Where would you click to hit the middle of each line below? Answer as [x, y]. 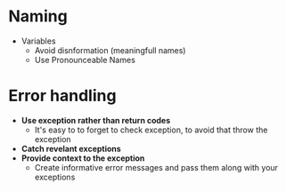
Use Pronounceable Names [85, 60]
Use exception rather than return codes [96, 120]
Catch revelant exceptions [71, 148]
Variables [38, 41]
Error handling [62, 96]
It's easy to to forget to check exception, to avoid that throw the [151, 130]
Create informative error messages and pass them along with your [156, 167]
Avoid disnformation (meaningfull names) [110, 50]
